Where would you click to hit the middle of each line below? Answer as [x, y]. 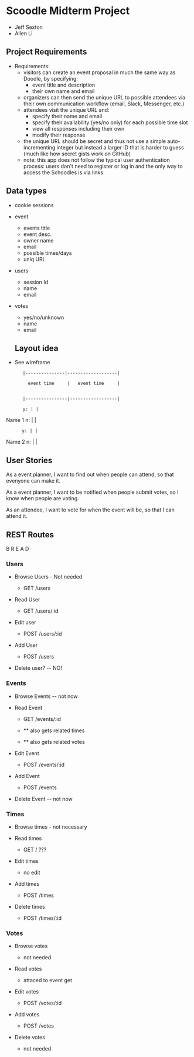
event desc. [38, 234]
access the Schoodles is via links [63, 172]
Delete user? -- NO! [38, 668]
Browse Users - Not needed [48, 577]
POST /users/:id [42, 634]
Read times [28, 838]
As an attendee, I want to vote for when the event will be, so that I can [90, 510]
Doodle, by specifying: [50, 78]
